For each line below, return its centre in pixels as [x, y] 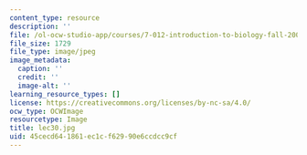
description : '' [40, 26]
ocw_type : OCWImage [47, 111]
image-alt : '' [44, 86]
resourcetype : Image [49, 119]
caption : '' [41, 69]
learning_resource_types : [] [65, 94]
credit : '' [38, 77]
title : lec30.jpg [42, 129]
